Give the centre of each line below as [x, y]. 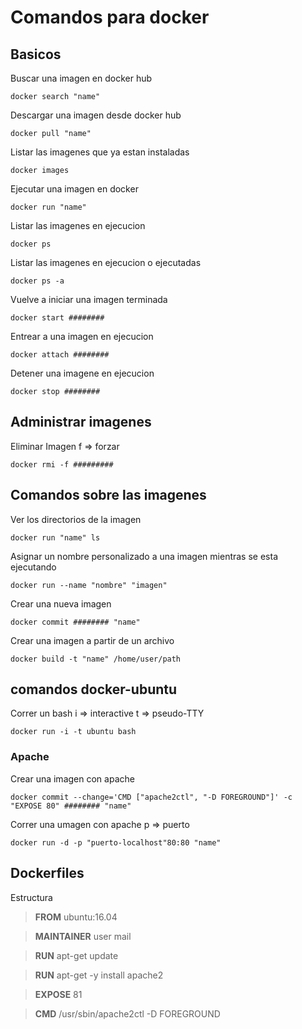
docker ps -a [37, 281]
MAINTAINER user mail [83, 936]
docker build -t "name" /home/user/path [96, 659]
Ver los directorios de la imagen [76, 519]
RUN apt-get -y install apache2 [99, 975]
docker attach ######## [60, 355]
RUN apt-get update [76, 955]
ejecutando [33, 567]
